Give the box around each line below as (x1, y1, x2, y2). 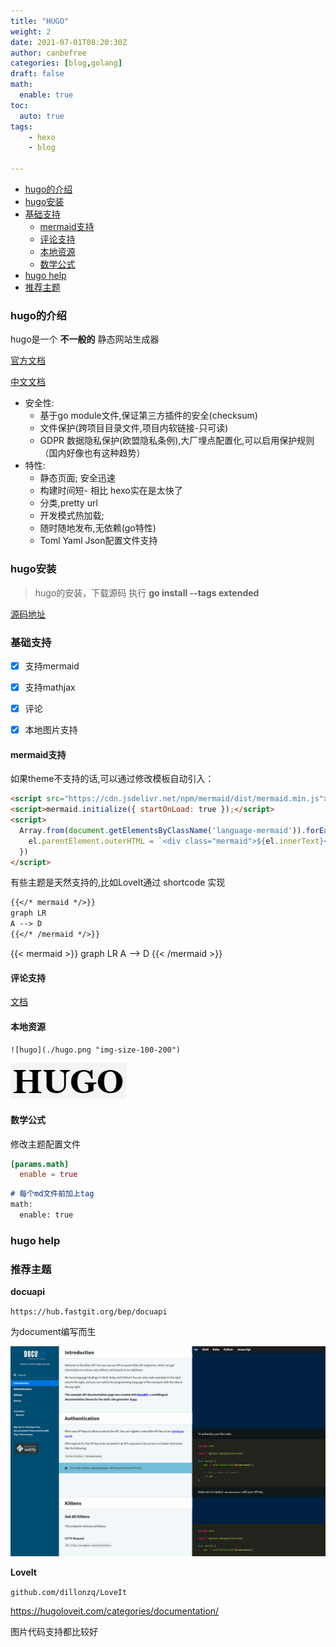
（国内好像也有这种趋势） (39, 447, 146, 459)
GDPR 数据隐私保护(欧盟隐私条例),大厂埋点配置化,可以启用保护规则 (39, 435, 315, 447)
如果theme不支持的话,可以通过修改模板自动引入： (10, 773, 215, 785)
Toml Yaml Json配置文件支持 (39, 535, 158, 547)
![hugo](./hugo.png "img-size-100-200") (10, 1045, 182, 1055)
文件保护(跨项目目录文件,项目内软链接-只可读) (39, 422, 229, 434)
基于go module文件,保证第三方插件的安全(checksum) (39, 410, 258, 422)
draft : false (10, 69, 65, 79)
